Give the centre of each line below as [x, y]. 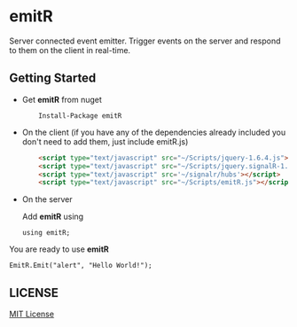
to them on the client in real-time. [70, 50]
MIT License [32, 314]
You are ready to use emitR [59, 249]
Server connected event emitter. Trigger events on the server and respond [145, 41]
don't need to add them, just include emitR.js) [105, 141]
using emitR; [46, 233]
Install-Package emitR [80, 116]
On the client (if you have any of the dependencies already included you [154, 132]
